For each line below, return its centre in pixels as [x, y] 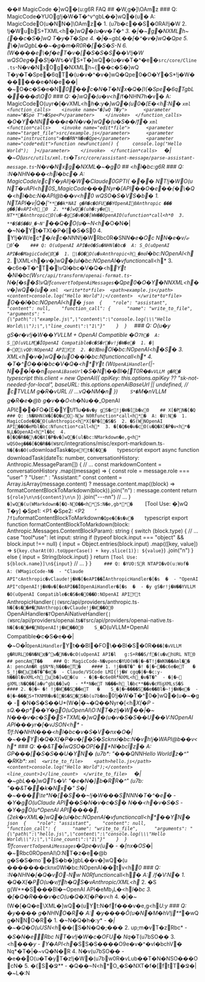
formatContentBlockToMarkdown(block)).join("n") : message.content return [102, 490]
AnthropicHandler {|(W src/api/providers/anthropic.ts [72, 602]
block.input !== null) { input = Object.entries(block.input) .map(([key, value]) [103, 544]
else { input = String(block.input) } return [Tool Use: [72, 557]
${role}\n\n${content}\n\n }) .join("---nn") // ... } [69, 497]
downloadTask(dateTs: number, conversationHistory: [73, 458]
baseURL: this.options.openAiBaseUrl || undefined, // [121, 384]
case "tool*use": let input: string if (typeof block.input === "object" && [95, 537]
